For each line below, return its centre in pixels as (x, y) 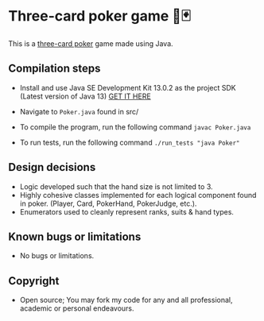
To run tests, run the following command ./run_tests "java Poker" (130, 142)
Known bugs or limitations (75, 236)
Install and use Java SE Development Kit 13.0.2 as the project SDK (128, 87)
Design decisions (52, 167)
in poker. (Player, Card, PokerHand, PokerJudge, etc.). (108, 203)
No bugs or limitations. (57, 256)
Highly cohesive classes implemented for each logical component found (138, 195)
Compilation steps (54, 69)
